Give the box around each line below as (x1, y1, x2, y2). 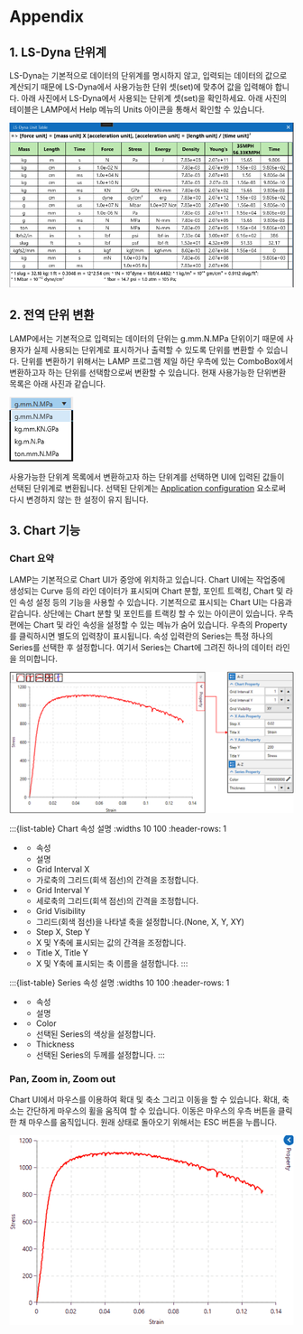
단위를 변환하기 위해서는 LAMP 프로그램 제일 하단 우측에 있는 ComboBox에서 (21, 355, 294, 367)
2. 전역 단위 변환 (9, 307, 95, 322)
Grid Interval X (35, 863, 90, 874)
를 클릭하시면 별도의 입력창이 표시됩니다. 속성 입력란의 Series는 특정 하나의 (9, 630, 273, 642)
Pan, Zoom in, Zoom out (9, 1072, 116, 1085)
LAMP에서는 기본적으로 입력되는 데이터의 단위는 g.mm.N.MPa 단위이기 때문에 (9, 332, 284, 344)
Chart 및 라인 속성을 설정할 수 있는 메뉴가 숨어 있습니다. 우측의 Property (32, 620, 288, 630)
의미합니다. (18, 653, 59, 665)
